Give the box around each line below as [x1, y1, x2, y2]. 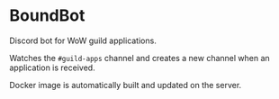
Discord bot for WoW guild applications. [9, 35, 157, 46]
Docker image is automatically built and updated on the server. [9, 79, 242, 90]
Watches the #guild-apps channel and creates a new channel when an [9, 52, 270, 63]
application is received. [9, 62, 96, 73]
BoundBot [9, 5, 85, 26]
